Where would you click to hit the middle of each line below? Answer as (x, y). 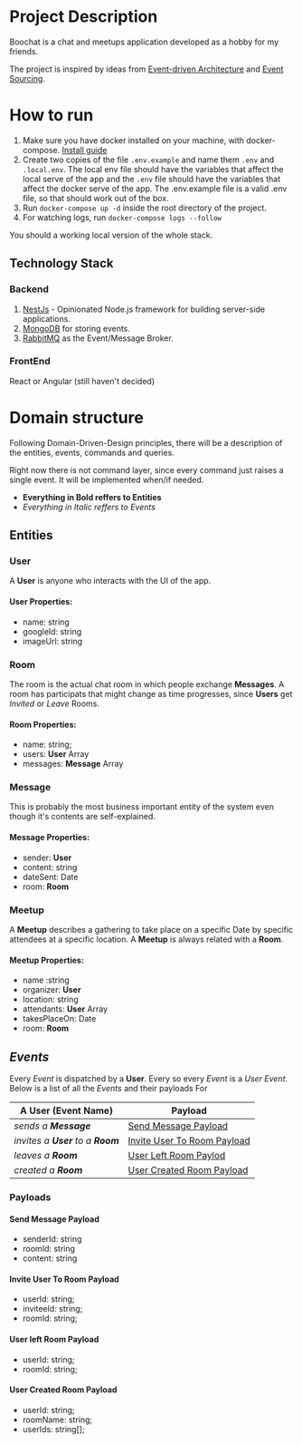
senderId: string (52, 1239)
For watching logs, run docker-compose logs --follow (122, 217)
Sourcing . (27, 78)
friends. (24, 51)
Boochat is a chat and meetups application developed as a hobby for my (144, 42)
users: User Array (56, 754)
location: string (50, 1000)
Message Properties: (50, 838)
